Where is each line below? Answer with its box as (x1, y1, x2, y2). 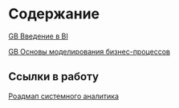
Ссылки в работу (8, 70, 99, 84)
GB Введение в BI (8, 31, 68, 41)
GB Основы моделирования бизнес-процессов (8, 46, 171, 56)
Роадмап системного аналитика (8, 91, 119, 101)
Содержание (8, 5, 100, 23)
